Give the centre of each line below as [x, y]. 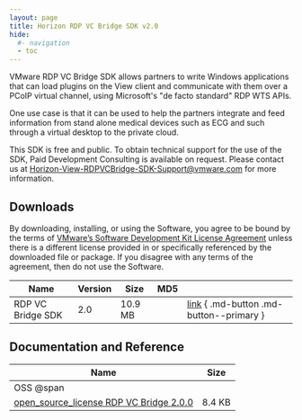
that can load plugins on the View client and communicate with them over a [149, 86]
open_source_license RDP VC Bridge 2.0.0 [104, 402]
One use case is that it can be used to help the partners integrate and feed [147, 113]
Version [95, 289]
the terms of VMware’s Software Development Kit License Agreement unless [151, 237]
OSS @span [39, 388]
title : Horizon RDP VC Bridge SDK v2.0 [84, 26]
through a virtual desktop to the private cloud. [94, 132]
